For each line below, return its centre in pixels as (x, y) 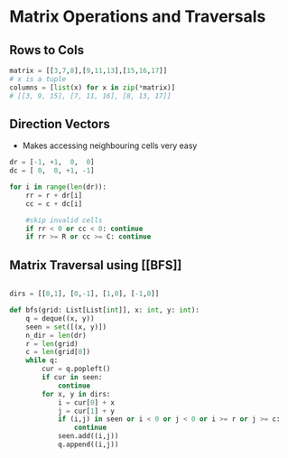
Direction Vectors (60, 124)
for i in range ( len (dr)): (58, 187)
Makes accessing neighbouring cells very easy (110, 145)
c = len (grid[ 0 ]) (58, 352)
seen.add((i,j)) (88, 436)
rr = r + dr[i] (54, 195)
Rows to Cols (46, 50)
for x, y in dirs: (76, 394)
